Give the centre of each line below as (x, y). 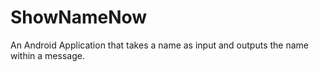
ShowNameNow (79, 17)
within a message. (47, 55)
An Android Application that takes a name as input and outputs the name (160, 45)
